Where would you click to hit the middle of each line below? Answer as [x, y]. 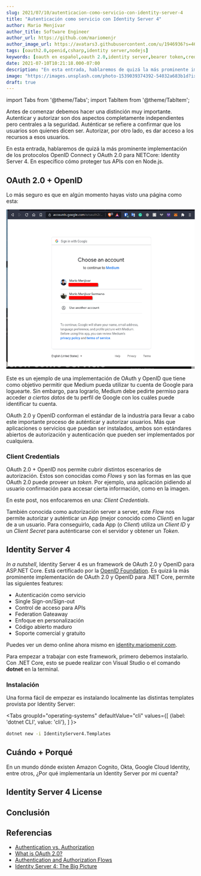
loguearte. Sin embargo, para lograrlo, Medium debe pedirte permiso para [98, 391]
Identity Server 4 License [54, 792]
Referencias [29, 833]
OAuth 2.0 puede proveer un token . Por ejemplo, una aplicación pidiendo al [99, 482]
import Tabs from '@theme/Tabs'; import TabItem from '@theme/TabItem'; [98, 100]
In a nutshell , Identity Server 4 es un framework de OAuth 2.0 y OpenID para [100, 564]
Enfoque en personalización [49, 620]
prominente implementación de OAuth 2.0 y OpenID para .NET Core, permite [100, 577]
